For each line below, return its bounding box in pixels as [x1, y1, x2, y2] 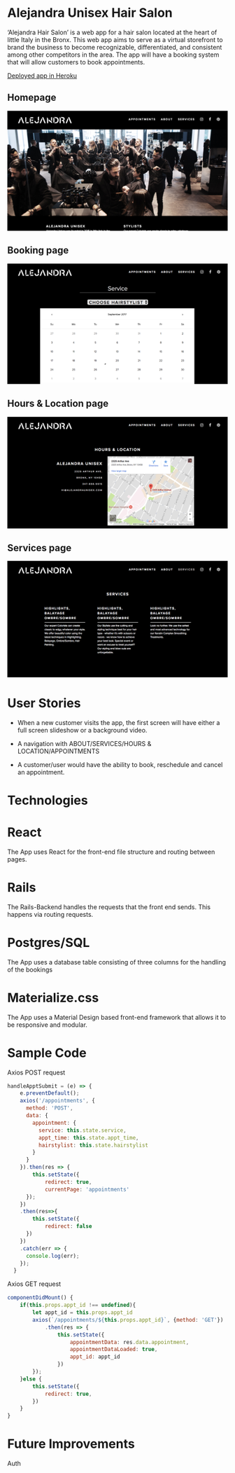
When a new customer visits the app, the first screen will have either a [17, 718, 220, 726]
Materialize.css [7, 990, 99, 1006]
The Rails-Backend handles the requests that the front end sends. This [7, 902, 211, 911]
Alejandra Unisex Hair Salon [7, 5, 173, 21]
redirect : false [44, 1223, 92, 1230]
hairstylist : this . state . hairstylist [38, 1142, 149, 1149]
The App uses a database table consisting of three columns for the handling [7, 957, 226, 966]
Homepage [7, 92, 57, 104]
